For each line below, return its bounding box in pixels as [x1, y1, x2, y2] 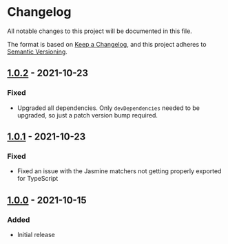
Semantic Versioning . [7, 47, 68, 56]
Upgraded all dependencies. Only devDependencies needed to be [17, 104, 200, 112]
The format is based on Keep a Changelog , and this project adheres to [7, 40, 207, 48]
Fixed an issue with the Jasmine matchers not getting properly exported [17, 167, 222, 175]
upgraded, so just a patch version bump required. [17, 111, 158, 119]
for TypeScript [17, 175, 59, 183]
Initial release [17, 231, 55, 239]
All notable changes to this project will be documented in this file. [7, 27, 193, 35]
